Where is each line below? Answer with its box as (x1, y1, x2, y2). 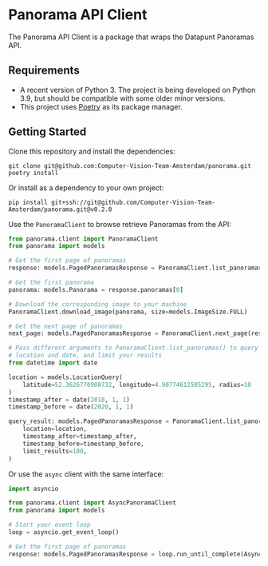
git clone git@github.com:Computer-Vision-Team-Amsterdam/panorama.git (8, 161, 251, 169)
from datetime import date (8, 359, 98, 367)
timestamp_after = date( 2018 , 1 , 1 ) (8, 396, 130, 404)
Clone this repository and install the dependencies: (8, 146, 175, 156)
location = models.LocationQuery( (8, 373, 124, 381)
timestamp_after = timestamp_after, (22, 432, 137, 440)
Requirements (8, 64, 80, 78)
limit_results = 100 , (22, 447, 88, 455)
